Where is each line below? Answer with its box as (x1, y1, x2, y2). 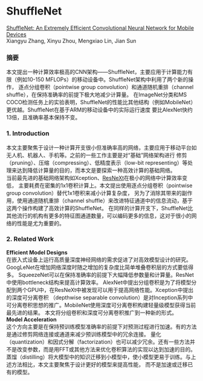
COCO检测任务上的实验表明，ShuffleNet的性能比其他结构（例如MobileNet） (6, 99, 196, 106)
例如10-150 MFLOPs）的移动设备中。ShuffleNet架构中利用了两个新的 (16, 76, 188, 83)
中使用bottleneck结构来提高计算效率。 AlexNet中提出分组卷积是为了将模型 (6, 279, 192, 286)
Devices (6, 30, 27, 38)
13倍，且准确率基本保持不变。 (6, 114, 81, 121)
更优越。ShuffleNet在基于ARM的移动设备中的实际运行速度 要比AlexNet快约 (6, 106, 193, 113)
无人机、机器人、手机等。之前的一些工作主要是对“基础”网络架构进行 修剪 (6, 151, 187, 159)
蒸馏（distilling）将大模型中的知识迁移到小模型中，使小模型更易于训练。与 (6, 353, 192, 360)
